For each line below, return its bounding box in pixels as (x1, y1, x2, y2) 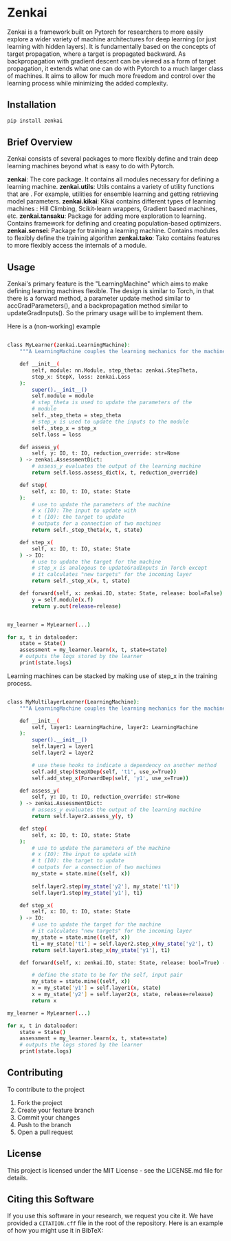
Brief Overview (7, 137, 74, 148)
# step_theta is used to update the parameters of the (32, 399, 192, 406)
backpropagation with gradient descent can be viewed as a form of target (7, 57, 217, 65)
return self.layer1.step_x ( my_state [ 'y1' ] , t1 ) (32, 946, 170, 953)
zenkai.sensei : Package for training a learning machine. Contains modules (7, 226, 219, 235)
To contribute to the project (7, 1085, 85, 1093)
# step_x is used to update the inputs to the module (32, 418, 189, 425)
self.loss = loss (32, 431, 81, 438)
